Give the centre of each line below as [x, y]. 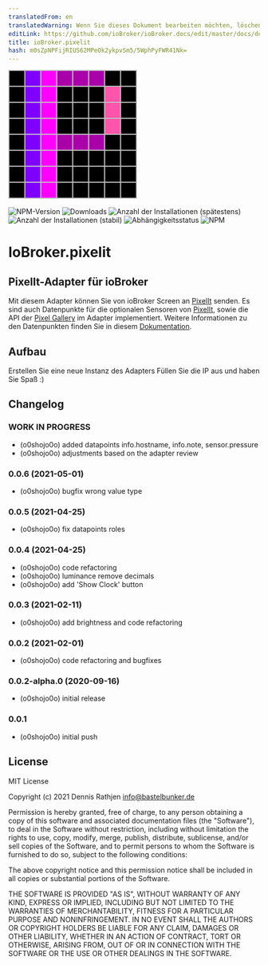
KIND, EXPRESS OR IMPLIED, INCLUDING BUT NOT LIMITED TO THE [121, 902]
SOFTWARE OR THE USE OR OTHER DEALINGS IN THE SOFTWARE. [120, 953]
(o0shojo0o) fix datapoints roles [72, 529]
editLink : [25, 34]
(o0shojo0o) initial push [59, 737]
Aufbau [27, 351]
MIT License [29, 781]
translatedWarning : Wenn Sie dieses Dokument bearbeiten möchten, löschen [135, 25]
